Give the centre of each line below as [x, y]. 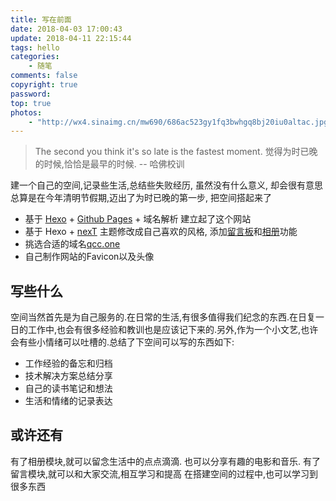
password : [31, 94]
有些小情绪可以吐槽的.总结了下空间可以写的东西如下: [126, 342]
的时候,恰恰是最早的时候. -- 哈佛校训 [109, 164]
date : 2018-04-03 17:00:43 [66, 29]
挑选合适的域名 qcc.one [72, 244]
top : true [31, 103]
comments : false [44, 76]
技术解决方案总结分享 [68, 376]
